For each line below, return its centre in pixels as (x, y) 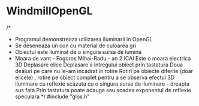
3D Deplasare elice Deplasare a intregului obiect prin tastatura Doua (99, 65)
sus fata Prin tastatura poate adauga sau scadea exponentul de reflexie (103, 90)
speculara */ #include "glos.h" (52, 96)
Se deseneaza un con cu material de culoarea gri (76, 46)
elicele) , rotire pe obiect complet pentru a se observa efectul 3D (95, 77)
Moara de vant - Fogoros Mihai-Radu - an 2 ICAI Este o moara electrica (103, 58)
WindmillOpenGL (49, 11)
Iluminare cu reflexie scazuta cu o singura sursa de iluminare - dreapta (102, 84)
